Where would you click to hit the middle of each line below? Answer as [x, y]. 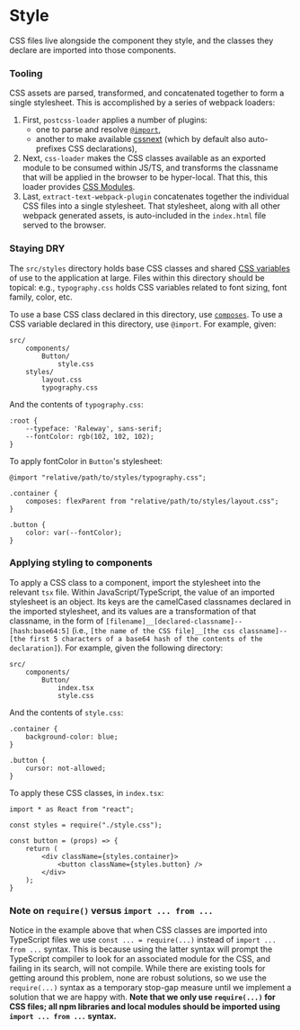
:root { [24, 421]
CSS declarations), [102, 148]
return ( [42, 848]
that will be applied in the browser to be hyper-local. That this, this [145, 177]
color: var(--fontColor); [74, 533]
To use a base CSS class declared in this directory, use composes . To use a [146, 314]
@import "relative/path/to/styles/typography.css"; [108, 478]
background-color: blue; [72, 737]
